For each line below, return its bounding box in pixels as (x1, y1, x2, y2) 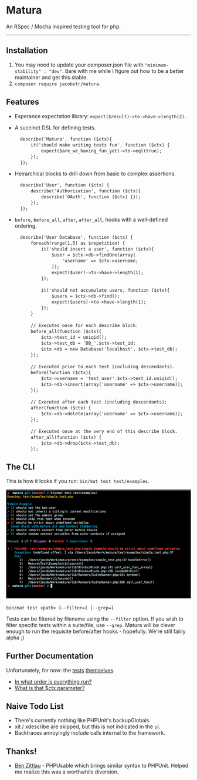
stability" (14, 68, 42, 74)
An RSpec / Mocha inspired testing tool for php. (6, 23, 121, 30)
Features (6, 97, 39, 107)
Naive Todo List (6, 701, 64, 712)
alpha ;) (6, 634, 25, 641)
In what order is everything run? (14, 678, 92, 685)
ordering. (14, 222, 37, 229)
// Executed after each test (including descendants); (30, 399, 168, 405)
